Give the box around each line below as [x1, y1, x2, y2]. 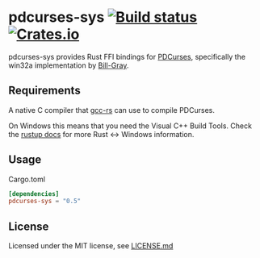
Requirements [8, 84, 81, 98]
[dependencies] [8, 189, 60, 198]
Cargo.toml [8, 174, 46, 184]
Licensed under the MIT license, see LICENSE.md [8, 241, 174, 251]
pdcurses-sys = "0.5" [8, 198, 82, 206]
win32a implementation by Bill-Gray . [8, 60, 129, 70]
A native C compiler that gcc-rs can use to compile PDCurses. [8, 105, 216, 114]
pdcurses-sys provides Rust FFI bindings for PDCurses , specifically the [8, 52, 246, 61]
